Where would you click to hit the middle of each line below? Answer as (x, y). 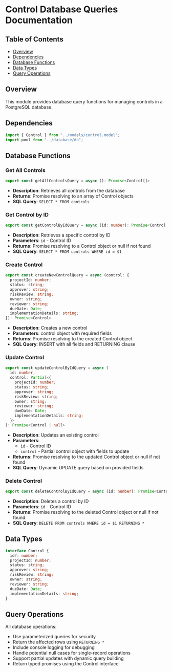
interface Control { (27, 551)
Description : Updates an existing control (56, 435)
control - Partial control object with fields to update (75, 451)
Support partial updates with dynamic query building (68, 658)
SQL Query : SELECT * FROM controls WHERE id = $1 (67, 251)
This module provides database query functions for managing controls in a (84, 101)
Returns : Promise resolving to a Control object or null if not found (82, 246)
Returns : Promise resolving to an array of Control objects (73, 196)
